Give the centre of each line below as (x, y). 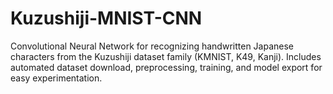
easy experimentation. (56, 78)
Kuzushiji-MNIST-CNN (106, 18)
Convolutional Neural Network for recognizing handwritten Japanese (152, 46)
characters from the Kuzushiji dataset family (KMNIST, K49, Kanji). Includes (166, 56)
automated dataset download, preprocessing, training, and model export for (166, 67)
